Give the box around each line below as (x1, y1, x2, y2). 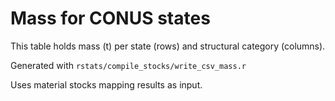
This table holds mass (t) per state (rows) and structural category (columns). (10, 40, 326, 52)
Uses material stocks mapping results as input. (10, 78, 203, 91)
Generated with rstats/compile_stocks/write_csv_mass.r (10, 59, 247, 71)
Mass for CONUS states (10, 7, 211, 30)
